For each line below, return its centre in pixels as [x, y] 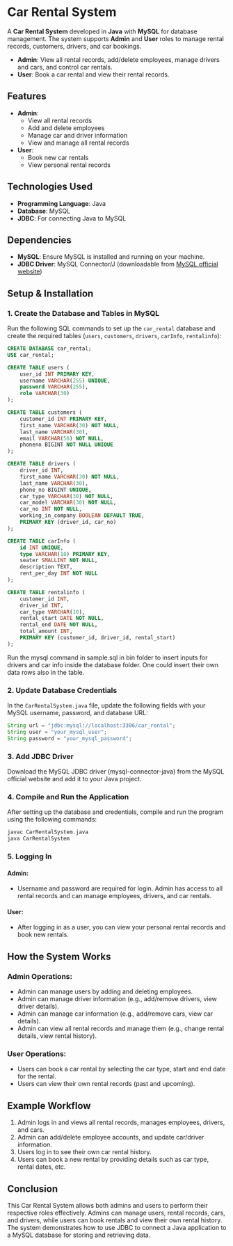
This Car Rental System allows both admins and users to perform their [108, 1206]
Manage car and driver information [78, 135]
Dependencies [39, 240]
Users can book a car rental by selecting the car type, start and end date [121, 1069]
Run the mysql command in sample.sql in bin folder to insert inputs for [107, 657]
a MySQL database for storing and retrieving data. [79, 1235]
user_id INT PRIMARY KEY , [57, 374]
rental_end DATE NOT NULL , [59, 625]
